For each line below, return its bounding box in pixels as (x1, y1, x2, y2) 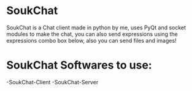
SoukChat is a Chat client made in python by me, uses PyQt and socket (6, 24, 186, 31)
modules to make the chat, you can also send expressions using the (6, 30, 178, 37)
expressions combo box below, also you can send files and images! (6, 37, 177, 44)
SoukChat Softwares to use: (6, 59, 152, 72)
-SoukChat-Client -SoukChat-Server (6, 78, 99, 86)
